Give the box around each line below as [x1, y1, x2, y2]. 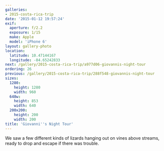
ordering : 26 [5, 67, 32, 72]
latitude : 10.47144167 [9, 53, 56, 58]
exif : [5, 21, 16, 26]
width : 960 [14, 90, 36, 94]
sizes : [5, 76, 19, 81]
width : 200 [14, 117, 36, 122]
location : [5, 48, 26, 53]
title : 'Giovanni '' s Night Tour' [5, 121, 74, 126]
